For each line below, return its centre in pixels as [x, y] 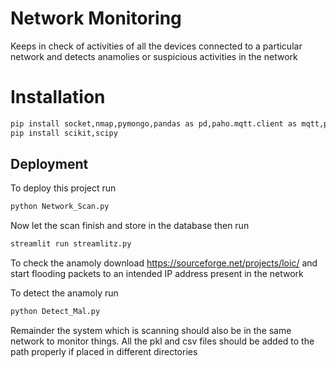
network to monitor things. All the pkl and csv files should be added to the [162, 341]
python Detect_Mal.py [55, 312]
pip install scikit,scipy [64, 133]
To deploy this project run [63, 188]
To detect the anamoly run [64, 293]
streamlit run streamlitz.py [71, 244]
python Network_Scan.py [60, 207]
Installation [58, 97]
